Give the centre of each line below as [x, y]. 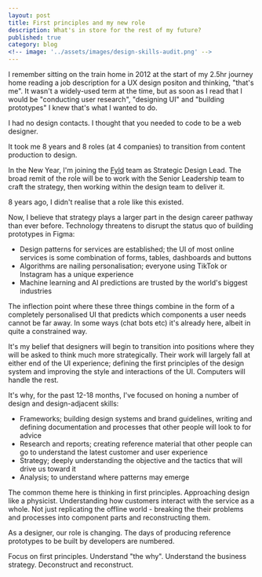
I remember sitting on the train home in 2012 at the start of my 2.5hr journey [131, 74]
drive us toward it [47, 469]
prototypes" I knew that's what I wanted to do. [83, 108]
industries [36, 291]
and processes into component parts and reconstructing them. [109, 517]
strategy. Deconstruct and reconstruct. [71, 564]
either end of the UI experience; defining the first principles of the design [126, 363]
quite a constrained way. [48, 331]
